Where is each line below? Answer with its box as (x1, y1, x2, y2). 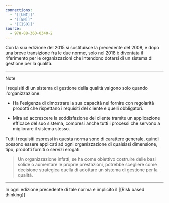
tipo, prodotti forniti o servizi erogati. (5, 147, 81, 152)
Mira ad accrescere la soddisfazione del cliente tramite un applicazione (12, 115, 160, 121)
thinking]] (5, 192, 25, 198)
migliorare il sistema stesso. (12, 126, 70, 131)
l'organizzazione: (5, 90, 41, 96)
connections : (5, 7, 33, 13)
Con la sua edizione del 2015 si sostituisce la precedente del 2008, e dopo (5, 45, 159, 50)
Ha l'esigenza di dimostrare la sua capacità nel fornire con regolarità (12, 100, 154, 106)
